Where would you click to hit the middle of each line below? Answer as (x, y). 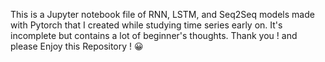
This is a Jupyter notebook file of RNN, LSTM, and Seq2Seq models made (162, 14)
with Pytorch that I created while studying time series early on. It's (146, 25)
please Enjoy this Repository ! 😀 (77, 46)
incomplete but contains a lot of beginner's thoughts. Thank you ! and (154, 35)
